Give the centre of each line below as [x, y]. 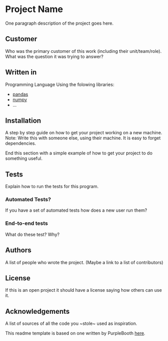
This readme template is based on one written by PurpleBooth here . [75, 333]
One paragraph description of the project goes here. [60, 23]
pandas [20, 94]
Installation [23, 120]
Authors [18, 250]
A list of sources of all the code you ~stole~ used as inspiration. [71, 323]
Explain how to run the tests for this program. [52, 187]
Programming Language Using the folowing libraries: [60, 84]
